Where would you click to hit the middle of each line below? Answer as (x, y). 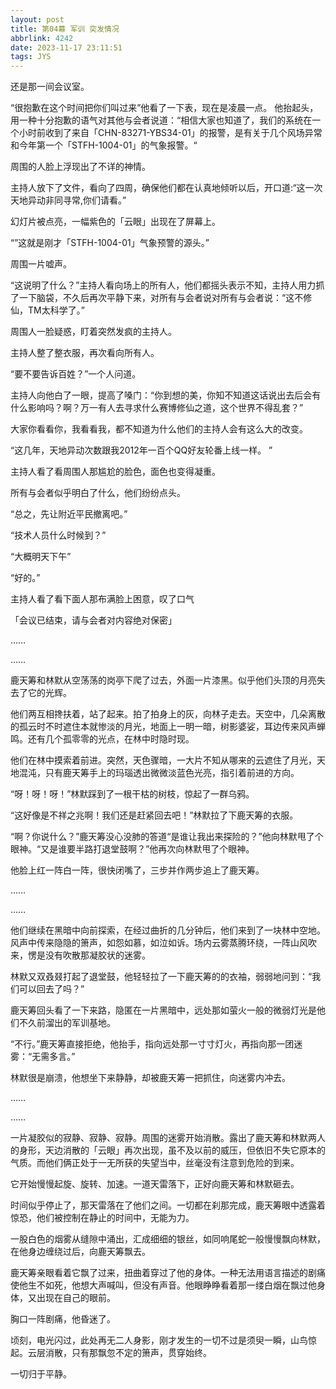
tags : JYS (31, 57)
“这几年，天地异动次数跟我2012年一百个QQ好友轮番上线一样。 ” (141, 450)
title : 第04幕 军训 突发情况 (65, 29)
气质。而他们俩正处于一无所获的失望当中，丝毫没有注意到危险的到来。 (155, 1163)
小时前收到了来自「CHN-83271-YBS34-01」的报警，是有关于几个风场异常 (170, 133)
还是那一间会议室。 (50, 87)
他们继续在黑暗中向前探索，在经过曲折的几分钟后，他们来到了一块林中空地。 (168, 930)
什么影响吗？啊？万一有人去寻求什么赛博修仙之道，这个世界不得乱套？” (157, 408)
